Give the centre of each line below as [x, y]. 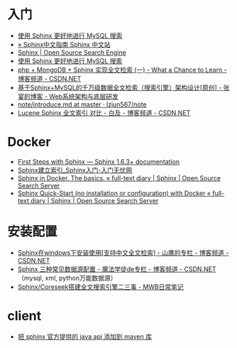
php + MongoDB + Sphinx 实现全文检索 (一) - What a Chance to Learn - [122, 70]
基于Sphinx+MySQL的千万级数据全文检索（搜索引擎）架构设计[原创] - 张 [123, 87]
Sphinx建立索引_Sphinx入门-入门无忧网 [75, 170]
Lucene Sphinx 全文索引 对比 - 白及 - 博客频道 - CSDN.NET [104, 113]
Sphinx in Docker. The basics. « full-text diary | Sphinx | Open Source [119, 178]
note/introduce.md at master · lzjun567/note [82, 104]
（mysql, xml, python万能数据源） [67, 278]
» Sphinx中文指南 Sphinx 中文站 [64, 44]
